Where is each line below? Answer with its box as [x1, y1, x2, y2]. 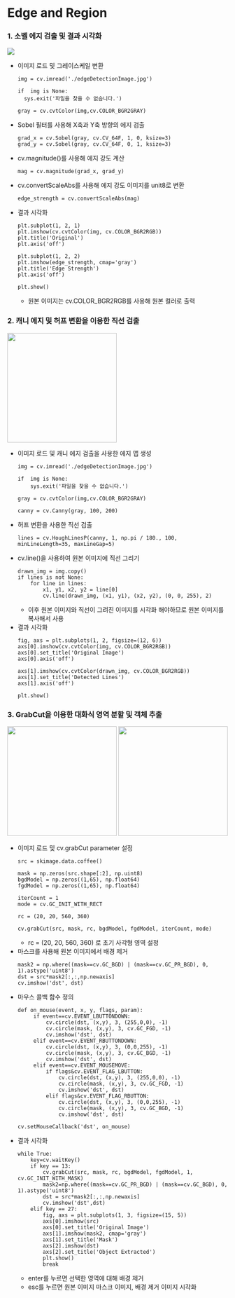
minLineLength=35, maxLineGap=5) [17, 540, 115, 547]
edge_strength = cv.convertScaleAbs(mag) [17, 195, 140, 203]
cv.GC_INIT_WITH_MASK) [17, 1175, 84, 1182]
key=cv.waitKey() [30, 1156, 80, 1164]
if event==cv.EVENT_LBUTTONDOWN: [33, 1013, 131, 1020]
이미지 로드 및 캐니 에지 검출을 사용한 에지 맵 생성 [17, 449, 152, 457]
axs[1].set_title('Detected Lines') [17, 674, 124, 681]
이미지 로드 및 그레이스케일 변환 [17, 62, 104, 70]
